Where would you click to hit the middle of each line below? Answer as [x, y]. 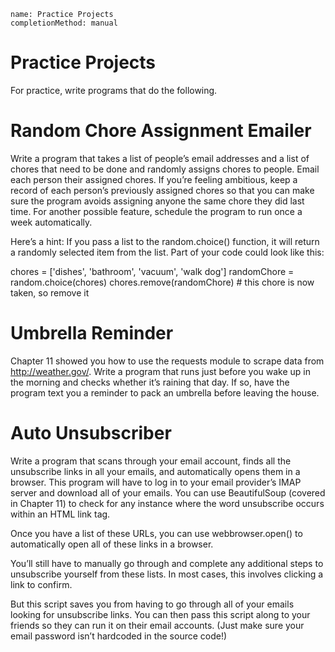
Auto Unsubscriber [91, 433]
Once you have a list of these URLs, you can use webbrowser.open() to [156, 533]
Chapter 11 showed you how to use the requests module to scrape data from [167, 361]
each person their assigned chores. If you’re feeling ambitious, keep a [154, 179]
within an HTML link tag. [60, 514]
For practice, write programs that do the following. [114, 90]
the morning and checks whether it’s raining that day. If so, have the [150, 382]
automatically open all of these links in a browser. [112, 544]
